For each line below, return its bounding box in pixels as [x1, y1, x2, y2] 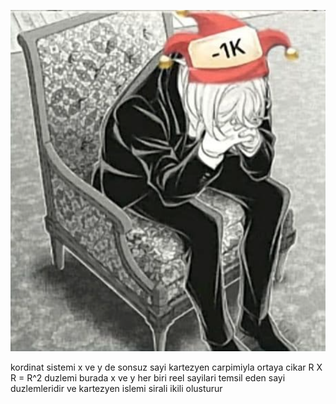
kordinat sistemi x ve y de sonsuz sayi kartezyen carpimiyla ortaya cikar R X [10, 361, 323, 373]
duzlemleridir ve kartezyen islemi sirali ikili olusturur [10, 382, 223, 394]
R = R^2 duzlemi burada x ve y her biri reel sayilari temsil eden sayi [10, 371, 286, 384]
